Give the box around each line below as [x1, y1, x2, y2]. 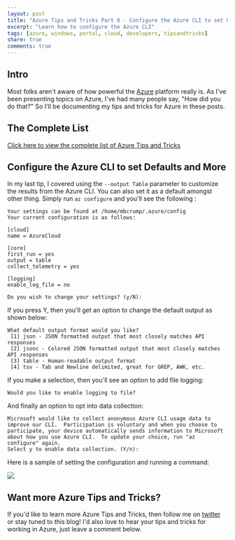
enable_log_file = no [7, 281, 71, 289]
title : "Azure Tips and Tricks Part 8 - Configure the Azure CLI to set [7, 17, 224, 24]
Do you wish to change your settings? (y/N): [7, 294, 142, 301]
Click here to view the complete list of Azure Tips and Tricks [7, 141, 180, 149]
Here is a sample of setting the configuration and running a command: [7, 458, 210, 467]
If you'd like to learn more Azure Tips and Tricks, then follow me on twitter [7, 510, 221, 518]
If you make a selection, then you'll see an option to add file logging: [7, 376, 204, 385]
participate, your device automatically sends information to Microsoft [7, 427, 224, 434]
